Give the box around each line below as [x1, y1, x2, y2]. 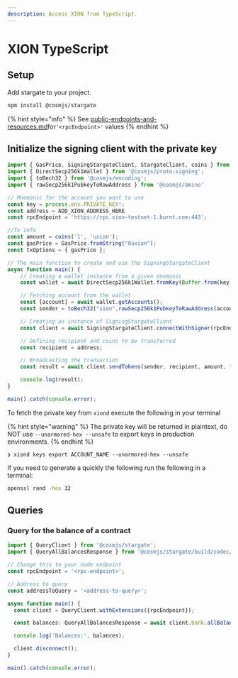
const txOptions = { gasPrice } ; [7, 246, 106, 253]
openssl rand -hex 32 [7, 484, 72, 492]
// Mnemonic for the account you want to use [7, 194, 144, 201]
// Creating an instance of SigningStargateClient [20, 317, 173, 325]
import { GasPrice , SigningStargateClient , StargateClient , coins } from [7, 161, 230, 169]
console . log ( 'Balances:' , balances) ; [13, 633, 125, 640]
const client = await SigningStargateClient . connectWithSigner [20, 324, 211, 332]
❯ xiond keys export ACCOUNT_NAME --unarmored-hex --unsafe [7, 451, 189, 458]
